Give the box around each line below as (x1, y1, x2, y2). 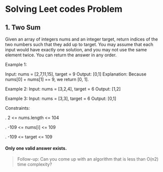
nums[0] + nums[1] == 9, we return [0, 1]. (5, 77, 89, 82)
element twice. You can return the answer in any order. (5, 52, 117, 58)
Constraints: (5, 105, 30, 111)
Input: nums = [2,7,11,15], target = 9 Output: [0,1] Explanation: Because (5, 71, 147, 77)
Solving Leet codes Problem (5, 3, 122, 15)
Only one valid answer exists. (5, 145, 67, 151)
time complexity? (17, 162, 52, 168)
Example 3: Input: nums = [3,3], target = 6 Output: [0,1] (5, 95, 117, 101)
